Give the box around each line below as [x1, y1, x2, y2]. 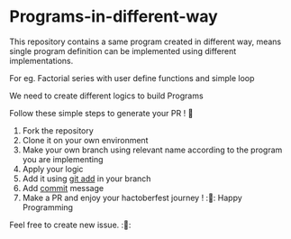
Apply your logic [22, 163, 84, 174]
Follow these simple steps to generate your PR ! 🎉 [9, 107, 194, 118]
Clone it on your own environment [22, 134, 149, 145]
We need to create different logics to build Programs [9, 90, 205, 101]
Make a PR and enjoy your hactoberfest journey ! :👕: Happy [22, 192, 243, 203]
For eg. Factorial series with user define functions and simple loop [9, 72, 255, 83]
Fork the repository [22, 124, 95, 136]
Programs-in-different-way [9, 6, 218, 27]
